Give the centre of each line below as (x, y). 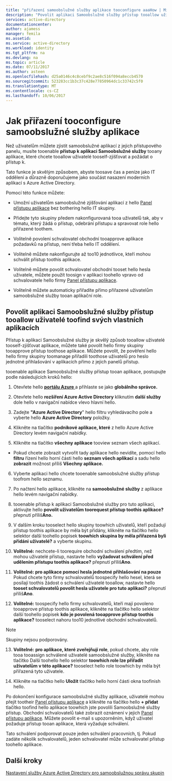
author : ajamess (23, 29)
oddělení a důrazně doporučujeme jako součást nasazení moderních (78, 177)
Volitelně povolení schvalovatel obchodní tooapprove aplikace (78, 239)
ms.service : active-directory (38, 43)
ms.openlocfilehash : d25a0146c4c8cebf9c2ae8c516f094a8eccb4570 (75, 77)
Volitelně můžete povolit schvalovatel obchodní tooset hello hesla (82, 269)
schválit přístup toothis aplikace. (47, 260)
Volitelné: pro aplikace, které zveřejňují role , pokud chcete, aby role (86, 650)
